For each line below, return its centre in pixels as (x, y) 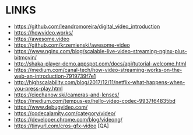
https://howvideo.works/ (43, 32)
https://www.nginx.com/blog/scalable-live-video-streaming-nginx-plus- (101, 51)
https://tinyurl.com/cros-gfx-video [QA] (61, 126)
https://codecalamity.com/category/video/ (65, 113)
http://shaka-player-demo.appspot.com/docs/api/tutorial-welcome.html (100, 63)
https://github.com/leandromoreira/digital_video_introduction (87, 26)
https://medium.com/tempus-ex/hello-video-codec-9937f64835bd (95, 101)
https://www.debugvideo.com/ (51, 107)
